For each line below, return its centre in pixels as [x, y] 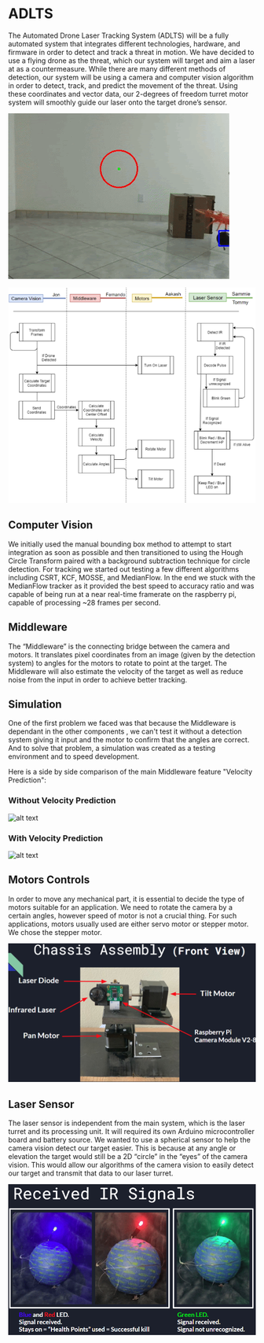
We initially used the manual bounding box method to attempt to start [120, 544]
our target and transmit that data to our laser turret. [91, 1173]
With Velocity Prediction [56, 838]
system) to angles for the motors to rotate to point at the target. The [118, 663]
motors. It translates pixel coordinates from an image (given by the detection [132, 654]
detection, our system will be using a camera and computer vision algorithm [131, 77]
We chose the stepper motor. [55, 932]
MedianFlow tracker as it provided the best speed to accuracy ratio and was [131, 586]
